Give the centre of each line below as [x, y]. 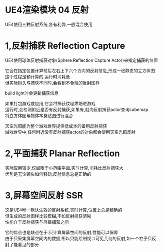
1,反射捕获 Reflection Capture [65, 46]
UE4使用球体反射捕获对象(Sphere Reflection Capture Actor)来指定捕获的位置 [81, 60]
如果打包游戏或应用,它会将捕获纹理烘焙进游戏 [50, 103]
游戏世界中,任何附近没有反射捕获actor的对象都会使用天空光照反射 [70, 132]
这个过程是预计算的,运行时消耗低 [38, 76]
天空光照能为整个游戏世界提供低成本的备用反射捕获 [56, 126]
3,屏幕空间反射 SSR [44, 196]
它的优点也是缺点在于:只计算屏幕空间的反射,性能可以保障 [62, 232]
